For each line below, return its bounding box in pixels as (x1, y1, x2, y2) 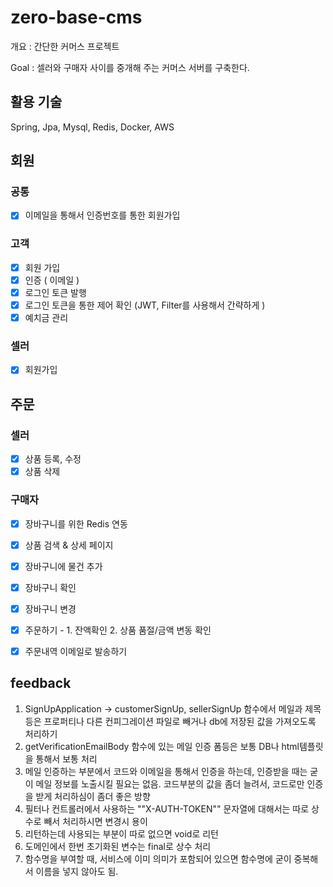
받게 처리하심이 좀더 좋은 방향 (35, 790, 151, 802)
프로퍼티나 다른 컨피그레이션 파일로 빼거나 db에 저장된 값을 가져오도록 (43, 715, 317, 727)
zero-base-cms (10, 6, 143, 29)
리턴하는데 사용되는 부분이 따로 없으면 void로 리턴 (24, 827, 219, 840)
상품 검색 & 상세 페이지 (24, 539, 114, 551)
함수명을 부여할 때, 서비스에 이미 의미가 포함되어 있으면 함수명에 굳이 (24, 852, 292, 865)
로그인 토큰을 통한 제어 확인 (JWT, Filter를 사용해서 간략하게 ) (24, 299, 266, 311)
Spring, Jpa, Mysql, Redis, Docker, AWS (10, 121, 175, 133)
